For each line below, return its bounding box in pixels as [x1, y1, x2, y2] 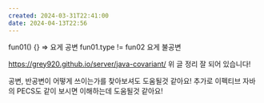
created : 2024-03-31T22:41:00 [8, 11, 110, 20]
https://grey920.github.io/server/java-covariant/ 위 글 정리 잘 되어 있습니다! [8, 59, 251, 69]
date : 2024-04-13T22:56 [8, 19, 88, 27]
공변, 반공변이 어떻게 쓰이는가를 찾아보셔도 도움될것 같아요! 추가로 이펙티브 [8, 76, 242, 85]
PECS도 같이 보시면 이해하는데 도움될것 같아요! [16, 85, 163, 96]
